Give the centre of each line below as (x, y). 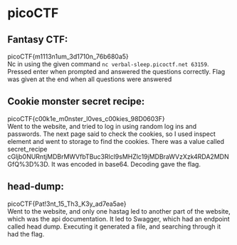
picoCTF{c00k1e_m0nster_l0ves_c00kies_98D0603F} (86, 118)
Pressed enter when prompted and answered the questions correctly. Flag (116, 72)
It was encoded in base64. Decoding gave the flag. (126, 164)
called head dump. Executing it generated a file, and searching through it (114, 226)
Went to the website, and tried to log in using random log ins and (102, 126)
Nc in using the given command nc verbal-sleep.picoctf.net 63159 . (108, 64)
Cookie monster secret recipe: (76, 101)
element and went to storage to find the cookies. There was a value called (116, 141)
